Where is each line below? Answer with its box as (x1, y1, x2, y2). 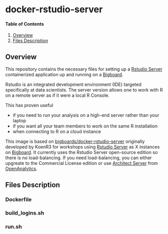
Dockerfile (5, 196, 32, 203)
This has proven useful (5, 102, 53, 109)
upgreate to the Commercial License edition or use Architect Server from (5, 160, 158, 166)
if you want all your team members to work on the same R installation (12, 123, 158, 129)
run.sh (5, 223, 22, 230)
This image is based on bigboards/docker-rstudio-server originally (5, 138, 145, 144)
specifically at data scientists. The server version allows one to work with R (5, 87, 163, 93)
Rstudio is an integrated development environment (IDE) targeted (5, 81, 142, 88)
